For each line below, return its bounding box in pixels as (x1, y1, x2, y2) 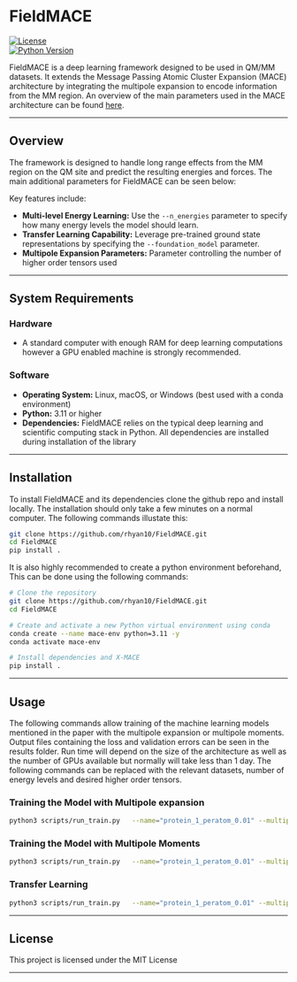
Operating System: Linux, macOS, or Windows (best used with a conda (21, 389, 284, 400)
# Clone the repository (9, 588, 97, 598)
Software (9, 369, 50, 381)
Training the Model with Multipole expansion (9, 796, 205, 809)
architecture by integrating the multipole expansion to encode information (9, 81, 278, 91)
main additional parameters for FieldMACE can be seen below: (9, 175, 237, 187)
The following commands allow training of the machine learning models (9, 717, 270, 728)
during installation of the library (21, 436, 137, 447)
